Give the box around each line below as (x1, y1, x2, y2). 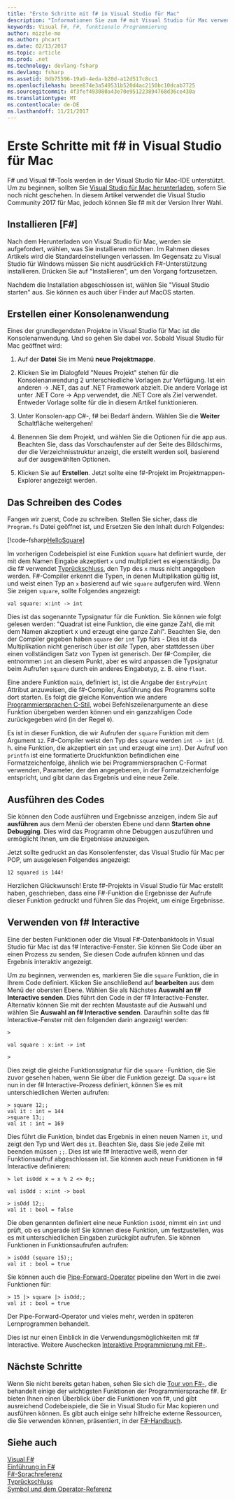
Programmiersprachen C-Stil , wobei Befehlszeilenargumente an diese (7, 700, 208, 709)
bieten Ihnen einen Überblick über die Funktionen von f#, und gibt (7, 1394, 197, 1403)
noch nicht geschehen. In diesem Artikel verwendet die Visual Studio (7, 190, 206, 199)
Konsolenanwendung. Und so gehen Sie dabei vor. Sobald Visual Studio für (7, 334, 224, 343)
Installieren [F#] (7, 218, 78, 231)
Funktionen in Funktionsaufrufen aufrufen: (7, 1240, 129, 1249)
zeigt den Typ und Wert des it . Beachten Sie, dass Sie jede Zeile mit (7, 1140, 205, 1148)
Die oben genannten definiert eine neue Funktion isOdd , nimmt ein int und (7, 1218, 222, 1226)
